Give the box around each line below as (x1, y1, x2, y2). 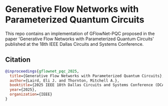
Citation (5, 56, 31, 64)
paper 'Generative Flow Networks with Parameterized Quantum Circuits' (5, 36, 154, 42)
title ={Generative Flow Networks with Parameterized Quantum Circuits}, (9, 73, 164, 78)
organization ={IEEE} (9, 92, 52, 97)
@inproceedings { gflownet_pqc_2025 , (5, 69, 79, 74)
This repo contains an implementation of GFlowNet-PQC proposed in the (5, 30, 155, 36)
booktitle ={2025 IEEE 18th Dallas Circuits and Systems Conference (9, 83, 153, 88)
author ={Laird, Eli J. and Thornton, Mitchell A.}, (9, 78, 120, 83)
